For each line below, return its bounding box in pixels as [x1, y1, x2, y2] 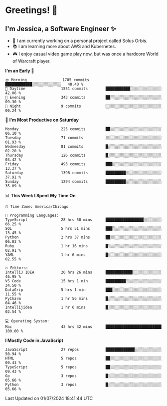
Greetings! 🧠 [5, 5, 58, 16]
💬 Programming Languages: [5, 213, 59, 218]
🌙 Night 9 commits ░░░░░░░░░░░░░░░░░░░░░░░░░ [5, 104, 162, 109]
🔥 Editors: [5, 265, 28, 270]
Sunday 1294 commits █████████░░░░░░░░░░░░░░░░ [5, 179, 162, 184]
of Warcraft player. [12, 58, 51, 64]
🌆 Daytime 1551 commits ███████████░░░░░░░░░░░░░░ [5, 86, 162, 91]
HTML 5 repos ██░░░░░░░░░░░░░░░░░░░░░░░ [5, 356, 162, 361]
